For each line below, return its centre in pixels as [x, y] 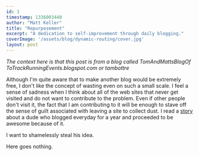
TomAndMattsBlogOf [165, 61]
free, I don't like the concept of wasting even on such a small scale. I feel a [97, 85]
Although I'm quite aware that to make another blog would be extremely [94, 79]
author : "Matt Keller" [34, 23]
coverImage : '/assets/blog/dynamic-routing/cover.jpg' [75, 39]
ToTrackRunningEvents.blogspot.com [52, 68]
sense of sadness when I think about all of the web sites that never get [92, 92]
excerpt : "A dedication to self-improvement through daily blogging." [95, 34]
